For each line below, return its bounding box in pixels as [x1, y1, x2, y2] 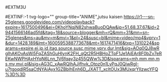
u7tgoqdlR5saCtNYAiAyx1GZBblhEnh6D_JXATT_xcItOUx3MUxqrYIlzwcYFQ [5, 66, 158, 72]
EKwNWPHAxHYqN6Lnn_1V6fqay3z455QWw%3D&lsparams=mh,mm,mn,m [5, 56, 160, 61]
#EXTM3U [5, 4, 26, 10]
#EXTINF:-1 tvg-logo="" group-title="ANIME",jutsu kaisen [5, 14, 123, 19]
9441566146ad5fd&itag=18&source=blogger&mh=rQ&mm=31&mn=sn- [5, 30, 150, 35]
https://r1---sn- [123, 14, 155, 19]
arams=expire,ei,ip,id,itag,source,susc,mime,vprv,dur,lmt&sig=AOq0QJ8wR [5, 45, 160, 51]
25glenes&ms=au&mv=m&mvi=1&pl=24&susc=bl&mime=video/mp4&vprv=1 [5, 35, 161, 41]
